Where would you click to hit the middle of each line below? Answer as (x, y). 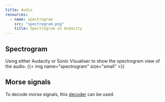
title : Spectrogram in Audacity (48, 29)
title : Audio (19, 10)
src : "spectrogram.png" (39, 24)
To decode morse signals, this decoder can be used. (60, 94)
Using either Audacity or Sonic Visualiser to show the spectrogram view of (83, 61)
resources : (17, 15)
